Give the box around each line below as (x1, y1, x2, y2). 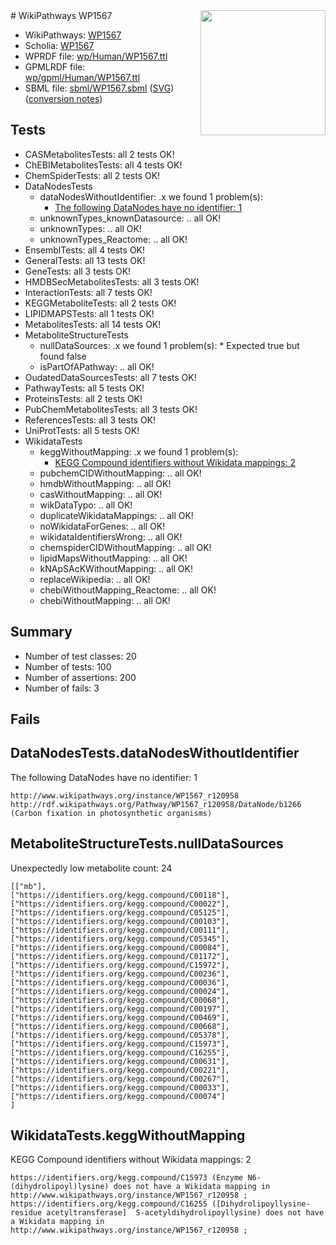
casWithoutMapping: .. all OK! (39, 488, 163, 500)
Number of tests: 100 (24, 660, 112, 673)
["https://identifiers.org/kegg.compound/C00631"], (10, 1056, 230, 1066)
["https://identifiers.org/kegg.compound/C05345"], (10, 934, 230, 944)
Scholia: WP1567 (24, 40, 95, 51)
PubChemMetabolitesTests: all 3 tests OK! (24, 403, 198, 415)
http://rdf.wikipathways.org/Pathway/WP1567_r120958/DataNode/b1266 (10, 799, 302, 809)
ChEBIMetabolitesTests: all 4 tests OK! (24, 159, 183, 171)
